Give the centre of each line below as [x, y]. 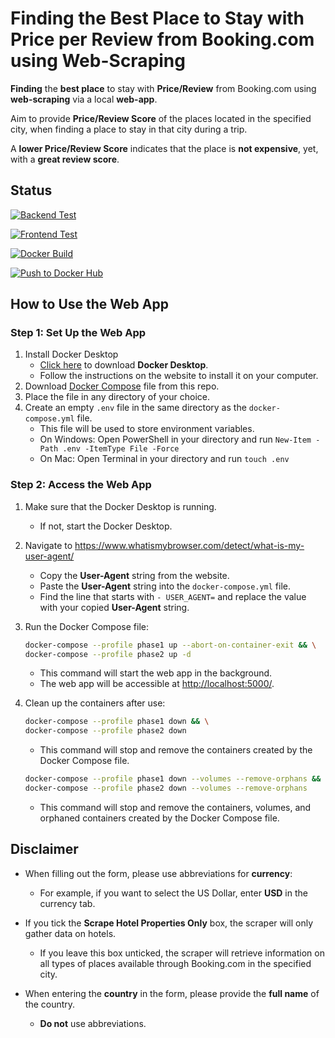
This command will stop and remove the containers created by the [176, 750]
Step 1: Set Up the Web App [78, 333]
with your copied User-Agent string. [114, 607]
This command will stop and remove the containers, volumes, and [175, 807]
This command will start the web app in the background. [156, 673]
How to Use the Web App [89, 304]
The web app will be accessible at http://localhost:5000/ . [157, 684]
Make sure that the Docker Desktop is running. [120, 506]
